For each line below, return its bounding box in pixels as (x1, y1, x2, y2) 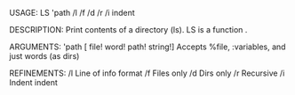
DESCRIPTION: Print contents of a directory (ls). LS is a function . (9, 25, 248, 34)
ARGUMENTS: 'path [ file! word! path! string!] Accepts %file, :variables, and (9, 41, 286, 52)
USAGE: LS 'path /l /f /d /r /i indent (9, 8, 135, 18)
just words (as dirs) (9, 51, 80, 61)
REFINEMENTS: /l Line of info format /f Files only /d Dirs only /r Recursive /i (9, 68, 285, 78)
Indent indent (9, 77, 58, 87)
